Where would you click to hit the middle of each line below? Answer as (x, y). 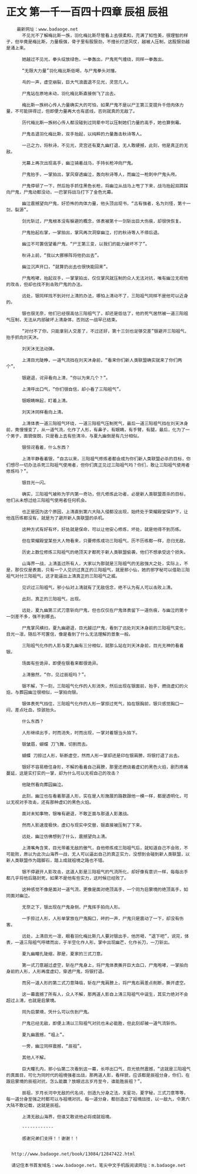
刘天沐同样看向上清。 (44, 412)
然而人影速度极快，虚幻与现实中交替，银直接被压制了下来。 (83, 825)
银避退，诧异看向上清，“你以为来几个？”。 (66, 378)
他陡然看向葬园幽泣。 (44, 784)
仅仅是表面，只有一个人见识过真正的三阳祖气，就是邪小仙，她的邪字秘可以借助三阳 (104, 570)
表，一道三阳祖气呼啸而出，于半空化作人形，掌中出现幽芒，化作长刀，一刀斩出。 (89, 942)
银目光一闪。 (35, 483)
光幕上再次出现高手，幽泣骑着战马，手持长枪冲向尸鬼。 (79, 163)
